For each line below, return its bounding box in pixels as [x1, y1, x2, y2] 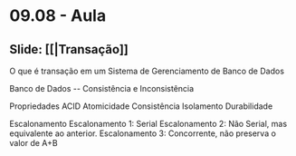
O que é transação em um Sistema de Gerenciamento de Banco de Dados [9, 65, 285, 76]
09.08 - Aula [9, 5, 107, 26]
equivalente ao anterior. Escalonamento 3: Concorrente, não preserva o [9, 128, 276, 139]
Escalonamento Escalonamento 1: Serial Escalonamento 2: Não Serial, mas [9, 119, 288, 129]
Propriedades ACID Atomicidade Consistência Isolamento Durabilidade [9, 101, 273, 112]
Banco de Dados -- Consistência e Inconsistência [9, 83, 195, 93]
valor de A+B [9, 138, 58, 148]
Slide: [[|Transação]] [9, 42, 129, 57]
